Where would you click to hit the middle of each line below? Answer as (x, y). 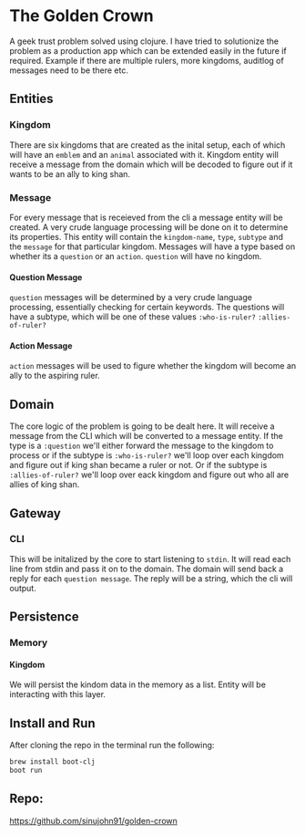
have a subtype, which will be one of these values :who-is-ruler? (133, 317)
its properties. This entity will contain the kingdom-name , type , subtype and (147, 236)
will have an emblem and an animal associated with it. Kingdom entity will (144, 154)
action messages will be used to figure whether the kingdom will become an (153, 366)
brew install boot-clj (52, 762)
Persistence (44, 617)
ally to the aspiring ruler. (55, 376)
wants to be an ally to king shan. (70, 173)
